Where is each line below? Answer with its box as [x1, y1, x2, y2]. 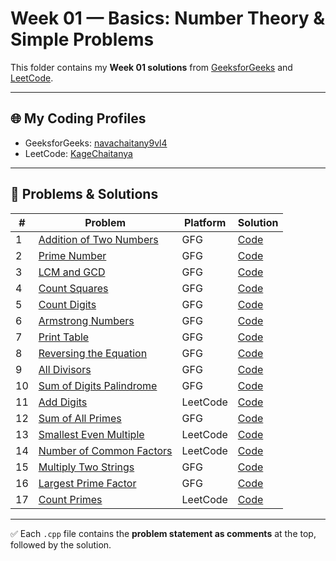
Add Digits [38, 395, 88, 409]
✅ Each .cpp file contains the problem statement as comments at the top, [10, 527, 317, 539]
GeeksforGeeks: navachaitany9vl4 [24, 137, 168, 149]
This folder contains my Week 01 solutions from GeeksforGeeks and [10, 61, 293, 73]
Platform [183, 215, 227, 229]
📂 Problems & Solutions [10, 186, 159, 203]
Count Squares [38, 281, 109, 295]
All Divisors [38, 362, 92, 376]
